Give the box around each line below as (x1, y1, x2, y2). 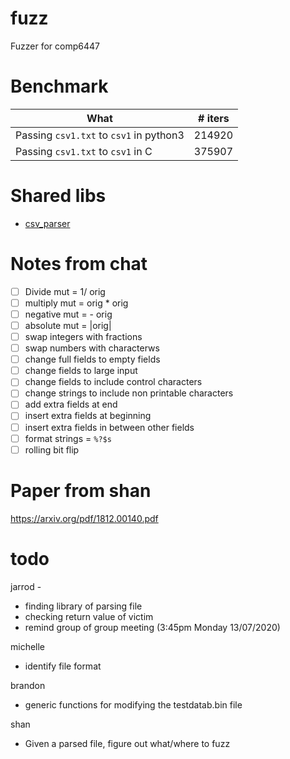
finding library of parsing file (24, 600, 143, 612)
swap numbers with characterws (24, 342, 160, 354)
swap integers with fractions (24, 331, 143, 342)
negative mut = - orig (24, 308, 113, 320)
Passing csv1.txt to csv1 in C (15, 144, 153, 158)
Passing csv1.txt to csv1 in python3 (15, 128, 185, 142)
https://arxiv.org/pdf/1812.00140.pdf (10, 512, 159, 524)
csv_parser (24, 217, 71, 229)
